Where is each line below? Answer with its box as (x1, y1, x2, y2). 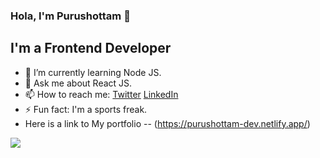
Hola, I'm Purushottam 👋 (10, 9, 131, 23)
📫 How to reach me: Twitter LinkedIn (24, 88, 179, 100)
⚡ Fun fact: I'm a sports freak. (24, 103, 148, 115)
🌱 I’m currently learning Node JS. (24, 66, 162, 78)
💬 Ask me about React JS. (24, 77, 133, 89)
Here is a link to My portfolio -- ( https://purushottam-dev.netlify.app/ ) (24, 117, 311, 129)
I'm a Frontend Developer (10, 40, 172, 57)
